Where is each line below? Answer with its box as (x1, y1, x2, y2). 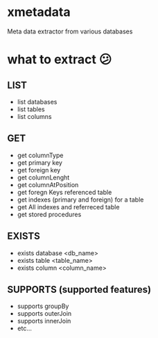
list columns (17, 112, 52, 120)
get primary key (17, 158, 62, 167)
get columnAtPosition (17, 180, 79, 188)
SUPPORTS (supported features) (7, 283, 152, 296)
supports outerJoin (17, 309, 72, 318)
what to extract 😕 (7, 51, 112, 67)
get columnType (17, 151, 64, 159)
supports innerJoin (17, 317, 71, 325)
